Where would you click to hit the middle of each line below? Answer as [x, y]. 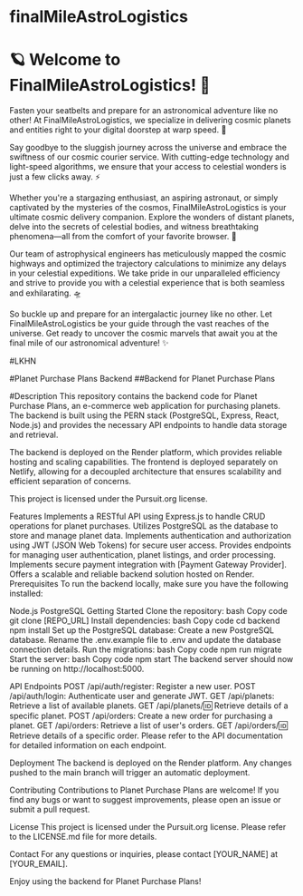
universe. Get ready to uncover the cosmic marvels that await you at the [144, 334]
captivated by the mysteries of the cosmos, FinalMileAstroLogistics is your [148, 208]
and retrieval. [34, 435]
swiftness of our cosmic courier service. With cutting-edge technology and [149, 157]
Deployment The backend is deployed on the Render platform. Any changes [151, 763]
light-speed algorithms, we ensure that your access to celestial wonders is [148, 167]
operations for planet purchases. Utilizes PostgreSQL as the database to [144, 526]
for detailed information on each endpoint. [88, 745]
